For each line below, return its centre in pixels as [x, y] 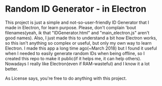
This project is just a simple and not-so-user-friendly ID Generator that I [77, 22]
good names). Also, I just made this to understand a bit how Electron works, [81, 38]
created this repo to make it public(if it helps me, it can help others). [73, 58]
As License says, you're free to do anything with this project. [66, 78]
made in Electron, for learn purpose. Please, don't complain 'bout [71, 27]
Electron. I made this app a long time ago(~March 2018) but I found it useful [81, 48]
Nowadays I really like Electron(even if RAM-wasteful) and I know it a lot [77, 64]
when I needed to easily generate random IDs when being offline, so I [75, 53]
